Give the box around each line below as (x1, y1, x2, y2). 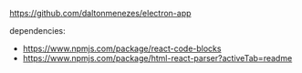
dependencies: (9, 26, 66, 36)
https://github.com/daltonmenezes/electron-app (9, 8, 192, 18)
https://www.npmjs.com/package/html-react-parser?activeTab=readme (22, 53, 293, 63)
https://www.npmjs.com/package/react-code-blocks (22, 43, 222, 54)
